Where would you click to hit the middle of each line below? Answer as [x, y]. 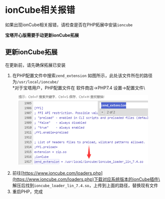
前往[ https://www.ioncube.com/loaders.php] [57, 173]
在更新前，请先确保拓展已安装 [35, 65]
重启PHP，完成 [28, 191]
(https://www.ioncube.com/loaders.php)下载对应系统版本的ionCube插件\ [86, 179]
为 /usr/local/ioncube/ [35, 81]
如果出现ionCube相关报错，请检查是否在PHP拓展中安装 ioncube [69, 25]
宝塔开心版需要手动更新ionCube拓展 [42, 35]
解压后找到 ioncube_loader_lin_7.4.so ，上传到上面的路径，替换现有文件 [85, 185]
